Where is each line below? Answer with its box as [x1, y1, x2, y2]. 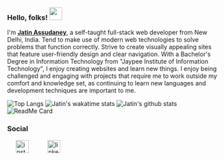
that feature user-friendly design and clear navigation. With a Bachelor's [7, 50, 211, 58]
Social [7, 124, 29, 133]
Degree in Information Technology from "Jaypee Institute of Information [7, 57, 209, 66]
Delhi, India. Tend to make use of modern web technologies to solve [7, 36, 199, 44]
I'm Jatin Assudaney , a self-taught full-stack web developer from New [7, 28, 208, 37]
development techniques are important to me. [7, 86, 136, 95]
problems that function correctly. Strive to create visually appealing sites [7, 43, 212, 51]
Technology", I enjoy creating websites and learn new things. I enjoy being [7, 65, 217, 73]
